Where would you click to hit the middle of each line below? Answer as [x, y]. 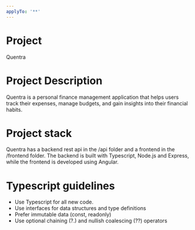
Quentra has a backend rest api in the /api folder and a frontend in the [90, 149]
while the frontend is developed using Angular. [63, 162]
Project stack [39, 133]
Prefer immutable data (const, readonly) [63, 215]
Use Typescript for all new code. [54, 202]
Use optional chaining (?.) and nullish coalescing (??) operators [91, 221]
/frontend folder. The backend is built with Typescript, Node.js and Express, [97, 156]
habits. [14, 109]
